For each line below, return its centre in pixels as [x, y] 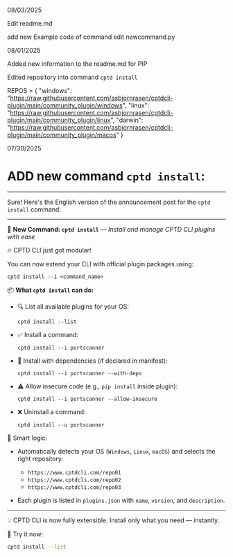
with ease [21, 237]
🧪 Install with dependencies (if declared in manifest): [92, 361]
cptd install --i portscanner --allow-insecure [87, 399]
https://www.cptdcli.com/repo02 [74, 480]
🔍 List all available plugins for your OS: [73, 306]
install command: [34, 209]
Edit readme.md [30, 23]
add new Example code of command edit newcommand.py [91, 37]
